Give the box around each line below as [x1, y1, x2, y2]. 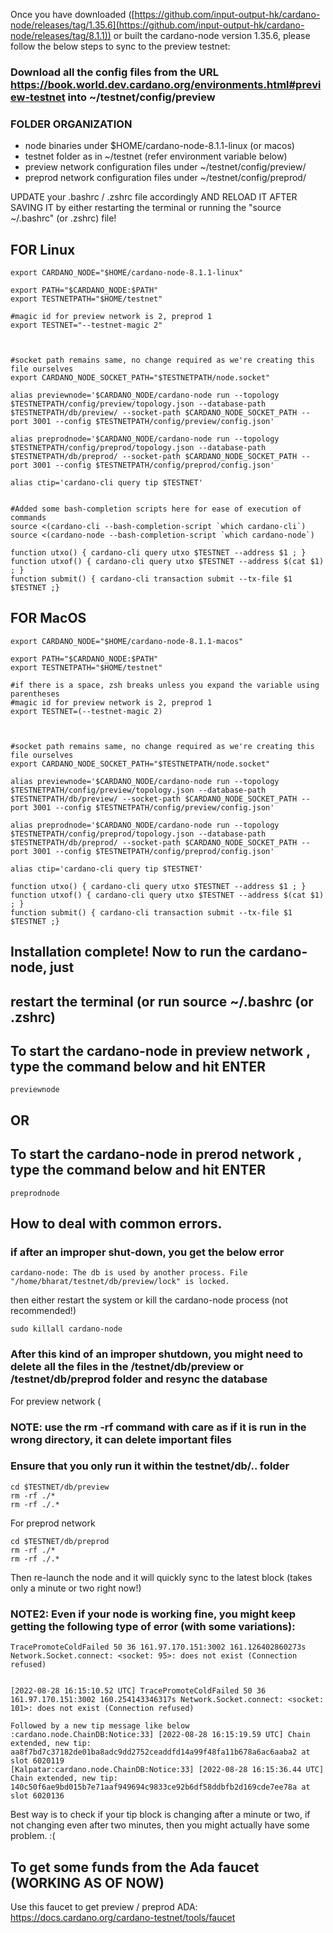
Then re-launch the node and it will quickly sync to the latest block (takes [10, 1571, 313, 1583]
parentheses [10, 689, 60, 699]
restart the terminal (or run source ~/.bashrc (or [10, 993, 314, 1010]
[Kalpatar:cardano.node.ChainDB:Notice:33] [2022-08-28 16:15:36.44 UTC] [10, 1765, 325, 1775]
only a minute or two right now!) [10, 1582, 142, 1594]
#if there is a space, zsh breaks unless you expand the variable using [10, 680, 320, 690]
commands [10, 513, 47, 523]
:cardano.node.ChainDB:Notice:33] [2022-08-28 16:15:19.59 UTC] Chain [10, 1730, 311, 1740]
